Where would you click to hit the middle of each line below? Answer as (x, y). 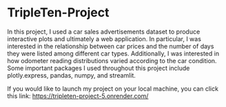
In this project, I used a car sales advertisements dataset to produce (104, 32)
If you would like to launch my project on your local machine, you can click (113, 88)
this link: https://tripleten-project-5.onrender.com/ (78, 96)
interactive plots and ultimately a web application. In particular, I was (104, 38)
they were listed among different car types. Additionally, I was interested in (113, 53)
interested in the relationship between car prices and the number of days (111, 46)
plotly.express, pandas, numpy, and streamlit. (72, 75)
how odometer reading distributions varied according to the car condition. (112, 60)
